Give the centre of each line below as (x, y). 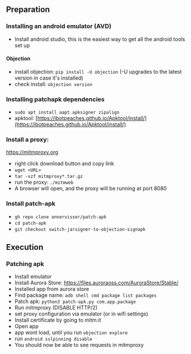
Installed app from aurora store (52, 289)
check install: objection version (53, 84)
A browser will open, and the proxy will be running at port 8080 (91, 188)
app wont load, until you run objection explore (71, 332)
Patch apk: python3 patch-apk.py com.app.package (75, 301)
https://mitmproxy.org (32, 152)
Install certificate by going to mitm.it (58, 320)
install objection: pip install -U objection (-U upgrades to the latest (98, 71)
